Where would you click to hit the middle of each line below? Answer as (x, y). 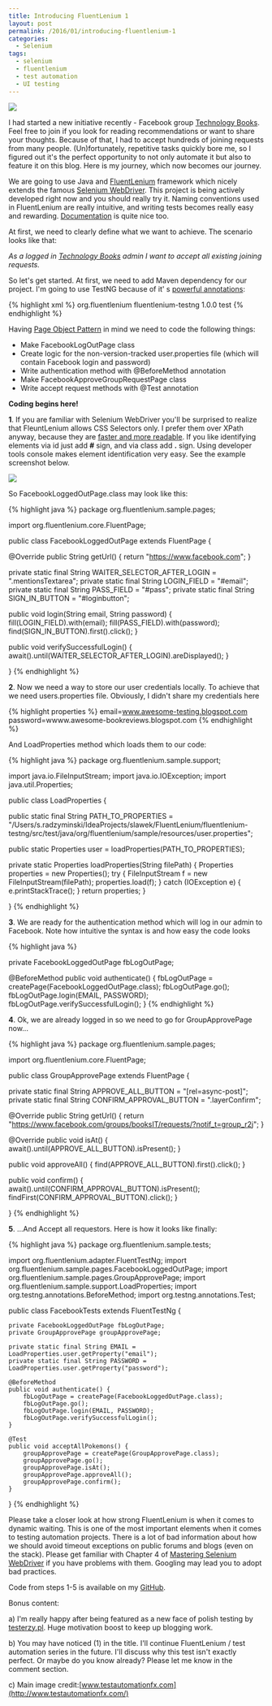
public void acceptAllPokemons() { (69, 1446)
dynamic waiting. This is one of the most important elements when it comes (135, 1528)
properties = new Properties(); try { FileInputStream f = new (108, 873)
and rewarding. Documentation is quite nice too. (89, 215)
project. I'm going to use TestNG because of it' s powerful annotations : (127, 288)
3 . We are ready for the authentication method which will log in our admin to (136, 922)
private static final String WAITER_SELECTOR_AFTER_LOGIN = (112, 572)
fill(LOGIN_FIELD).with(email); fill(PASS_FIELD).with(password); (114, 622)
